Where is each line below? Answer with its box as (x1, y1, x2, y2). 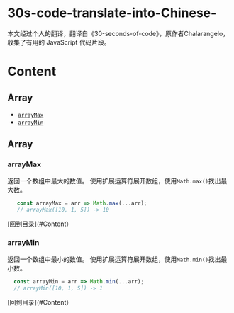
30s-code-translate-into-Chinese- (7, 5, 217, 21)
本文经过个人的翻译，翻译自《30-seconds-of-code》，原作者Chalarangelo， (7, 29, 229, 38)
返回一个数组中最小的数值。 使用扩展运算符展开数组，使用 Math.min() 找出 (7, 255, 221, 263)
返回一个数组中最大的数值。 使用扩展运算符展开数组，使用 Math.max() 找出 (7, 176, 221, 185)
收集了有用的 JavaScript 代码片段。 (7, 38, 111, 47)
